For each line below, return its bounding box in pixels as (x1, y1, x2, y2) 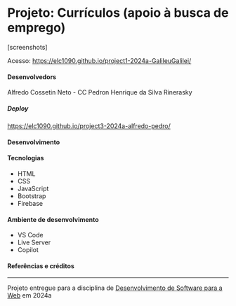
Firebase (17, 199, 44, 207)
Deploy (7, 104, 29, 113)
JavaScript (17, 184, 49, 193)
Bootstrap (17, 191, 46, 200)
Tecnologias (7, 154, 44, 162)
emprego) (7, 20, 66, 36)
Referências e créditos (7, 261, 75, 270)
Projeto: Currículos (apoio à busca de (7, 5, 229, 21)
